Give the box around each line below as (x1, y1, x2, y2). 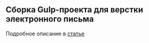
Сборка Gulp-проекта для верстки (5, 5, 144, 15)
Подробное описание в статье (5, 30, 85, 37)
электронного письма (5, 14, 94, 24)
